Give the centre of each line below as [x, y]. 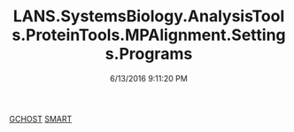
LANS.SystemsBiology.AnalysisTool [149, 16]
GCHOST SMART [41, 119]
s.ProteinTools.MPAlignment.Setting [149, 35]
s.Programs [149, 54]
